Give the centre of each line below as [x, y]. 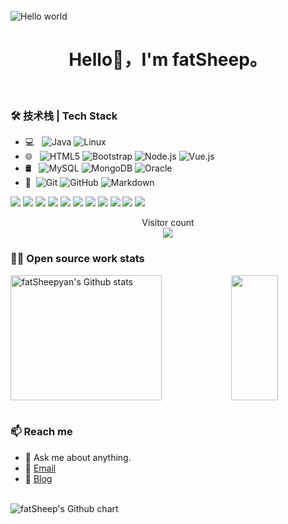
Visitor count [168, 223]
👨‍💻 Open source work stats [77, 259]
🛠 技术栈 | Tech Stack [64, 116]
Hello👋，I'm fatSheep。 [168, 60]
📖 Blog [38, 478]
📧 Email [40, 468]
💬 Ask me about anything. [78, 457]
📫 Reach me [41, 432]
